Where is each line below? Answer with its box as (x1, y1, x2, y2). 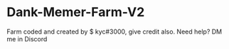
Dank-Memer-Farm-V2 (6, 4, 145, 20)
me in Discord (6, 34, 48, 43)
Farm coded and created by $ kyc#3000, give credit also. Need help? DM (6, 27, 222, 36)
